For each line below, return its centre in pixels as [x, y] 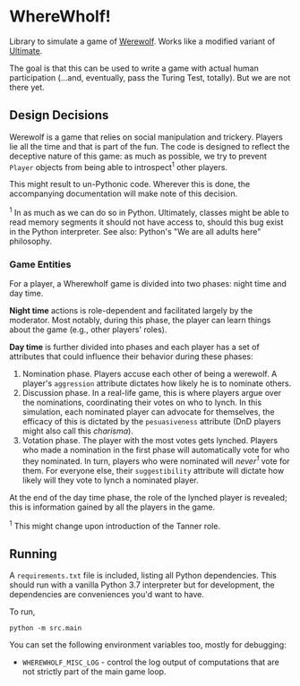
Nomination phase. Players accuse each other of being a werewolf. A [150, 374]
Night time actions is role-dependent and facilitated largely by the [131, 311]
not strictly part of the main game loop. [94, 672]
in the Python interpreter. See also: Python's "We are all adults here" [135, 232]
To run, [22, 612]
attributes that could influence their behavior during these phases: [131, 356]
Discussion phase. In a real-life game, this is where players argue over [152, 393]
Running [34, 554]
